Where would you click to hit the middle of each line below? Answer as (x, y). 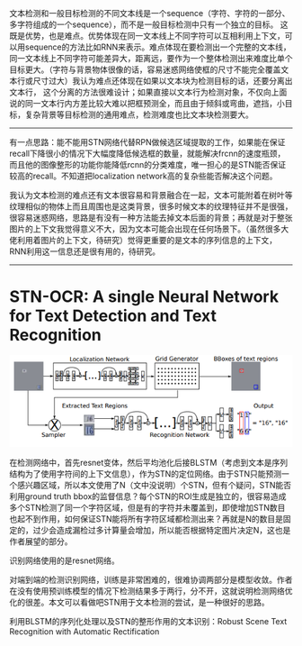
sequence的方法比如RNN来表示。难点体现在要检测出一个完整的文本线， (158, 47)
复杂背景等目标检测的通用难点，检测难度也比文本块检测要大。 (139, 114)
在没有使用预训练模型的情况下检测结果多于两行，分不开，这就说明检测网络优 (151, 591)
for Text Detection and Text (113, 316)
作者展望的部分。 (41, 541)
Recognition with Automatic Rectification (84, 631)
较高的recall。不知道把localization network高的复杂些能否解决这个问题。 (143, 176)
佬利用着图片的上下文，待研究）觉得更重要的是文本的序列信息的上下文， (143, 240)
